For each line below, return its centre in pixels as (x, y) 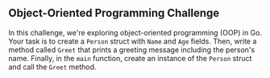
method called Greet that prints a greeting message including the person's (132, 49)
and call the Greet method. (52, 67)
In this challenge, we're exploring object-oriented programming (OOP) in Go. (135, 32)
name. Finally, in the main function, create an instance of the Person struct (130, 58)
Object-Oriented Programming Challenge (114, 13)
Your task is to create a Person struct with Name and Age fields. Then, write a (133, 41)
